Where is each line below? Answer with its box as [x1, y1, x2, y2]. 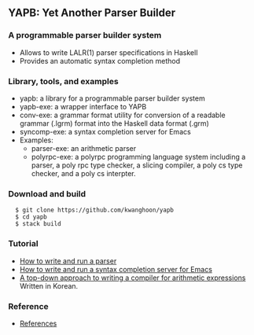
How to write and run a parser [19, 256, 117, 266]
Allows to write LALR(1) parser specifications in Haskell [19, 47, 198, 57]
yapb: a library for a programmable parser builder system [19, 94, 206, 103]
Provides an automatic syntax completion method [19, 56, 181, 65]
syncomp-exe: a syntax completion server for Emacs [19, 127, 191, 136]
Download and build [8, 188, 87, 199]
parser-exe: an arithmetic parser [31, 143, 137, 153]
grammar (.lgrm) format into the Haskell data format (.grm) [19, 118, 210, 128]
